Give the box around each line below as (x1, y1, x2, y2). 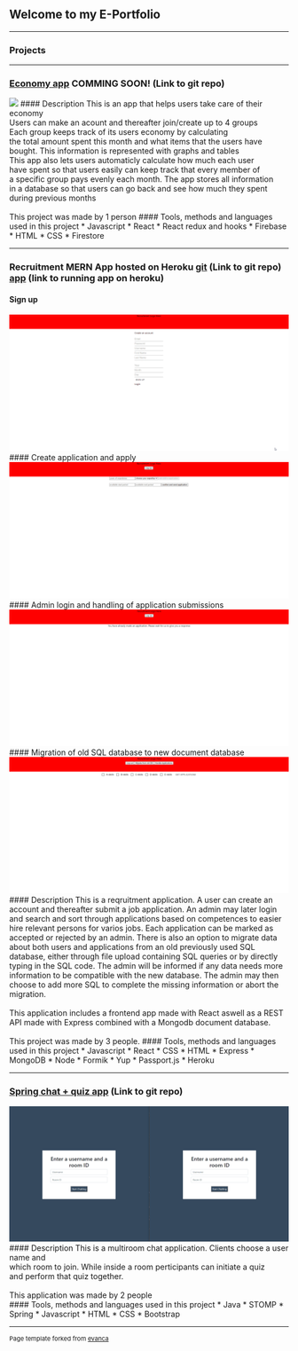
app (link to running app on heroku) (9, 272, 164, 285)
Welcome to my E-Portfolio (9, 7, 161, 22)
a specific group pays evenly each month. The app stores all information (9, 174, 274, 185)
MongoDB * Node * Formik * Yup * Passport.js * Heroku (9, 1055, 215, 1065)
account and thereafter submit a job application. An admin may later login (9, 904, 278, 915)
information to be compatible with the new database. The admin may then (9, 970, 279, 981)
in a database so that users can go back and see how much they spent (9, 184, 268, 194)
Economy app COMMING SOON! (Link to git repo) (9, 77, 225, 90)
